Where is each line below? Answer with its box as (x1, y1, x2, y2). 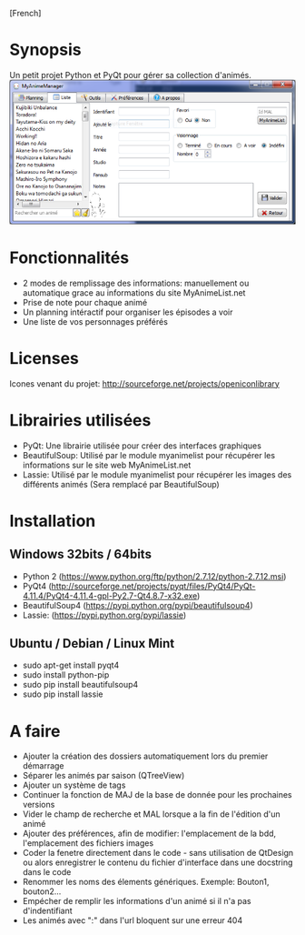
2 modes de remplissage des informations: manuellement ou (22, 277, 250, 288)
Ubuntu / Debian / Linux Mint (9, 636, 175, 651)
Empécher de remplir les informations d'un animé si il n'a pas (22, 896, 251, 907)
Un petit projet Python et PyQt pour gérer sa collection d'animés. (9, 69, 251, 80)
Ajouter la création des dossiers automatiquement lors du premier (22, 750, 269, 762)
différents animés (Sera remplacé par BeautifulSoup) (22, 478, 220, 489)
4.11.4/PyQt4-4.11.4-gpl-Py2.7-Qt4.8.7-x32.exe (22, 590, 198, 601)
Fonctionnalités (9, 247, 130, 267)
